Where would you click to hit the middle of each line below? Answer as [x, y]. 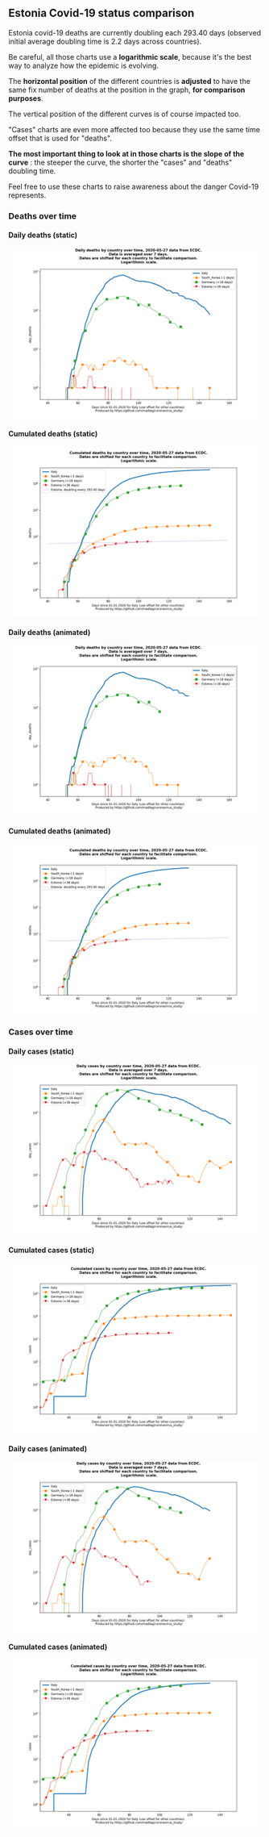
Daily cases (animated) [48, 1448]
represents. [27, 195]
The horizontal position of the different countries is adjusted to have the [130, 81]
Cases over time [41, 1032]
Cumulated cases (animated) [58, 1647]
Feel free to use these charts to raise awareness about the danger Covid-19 [134, 186]
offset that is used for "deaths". [60, 138]
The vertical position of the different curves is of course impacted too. [125, 114]
